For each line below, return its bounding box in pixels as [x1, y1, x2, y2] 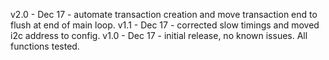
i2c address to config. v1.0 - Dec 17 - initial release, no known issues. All [10, 30, 308, 41]
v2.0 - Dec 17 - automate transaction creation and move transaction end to [10, 9, 318, 20]
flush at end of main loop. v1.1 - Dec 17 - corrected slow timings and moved [10, 19, 320, 31]
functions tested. [10, 40, 80, 52]
